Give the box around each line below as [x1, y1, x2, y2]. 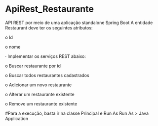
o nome [5, 44, 21, 50]
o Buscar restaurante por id [5, 63, 61, 69]
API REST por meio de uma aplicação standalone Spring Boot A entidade [5, 20, 153, 25]
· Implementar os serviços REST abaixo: [5, 53, 86, 59]
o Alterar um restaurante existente [5, 91, 75, 97]
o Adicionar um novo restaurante [5, 82, 72, 88]
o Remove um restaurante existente [5, 101, 78, 106]
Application [5, 115, 29, 121]
